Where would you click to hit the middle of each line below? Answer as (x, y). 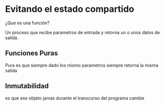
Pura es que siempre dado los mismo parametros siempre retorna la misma (82, 65)
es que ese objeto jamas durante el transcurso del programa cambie (75, 98)
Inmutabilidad (27, 86)
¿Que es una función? (27, 23)
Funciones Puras (31, 53)
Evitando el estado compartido (70, 9)
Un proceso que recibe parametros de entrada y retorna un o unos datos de (82, 32)
